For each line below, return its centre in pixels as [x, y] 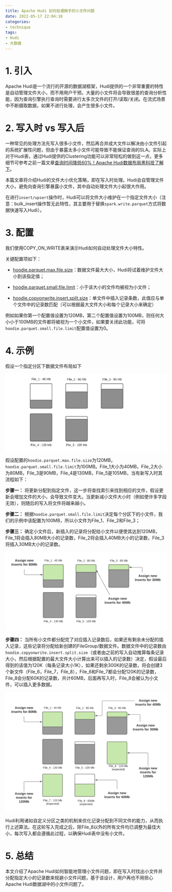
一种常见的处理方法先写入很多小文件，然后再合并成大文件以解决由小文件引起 [86, 143]
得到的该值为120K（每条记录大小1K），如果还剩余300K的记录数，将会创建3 [84, 666]
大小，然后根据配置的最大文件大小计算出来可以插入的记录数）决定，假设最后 [86, 659]
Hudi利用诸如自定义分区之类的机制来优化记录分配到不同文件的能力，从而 [82, 821]
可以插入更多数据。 [34, 685]
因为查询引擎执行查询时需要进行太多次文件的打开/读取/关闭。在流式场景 [90, 99]
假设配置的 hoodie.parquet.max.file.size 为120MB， [60, 460]
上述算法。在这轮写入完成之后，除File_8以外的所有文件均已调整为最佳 [83, 827]
